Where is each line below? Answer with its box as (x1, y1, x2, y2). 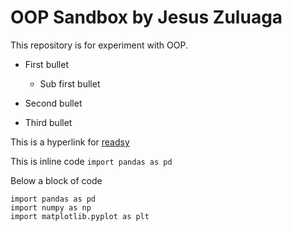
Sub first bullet (39, 77, 101, 90)
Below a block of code (10, 174, 103, 186)
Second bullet (24, 97, 83, 109)
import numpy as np (10, 202, 92, 213)
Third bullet (24, 116, 73, 128)
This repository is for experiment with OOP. (10, 39, 188, 51)
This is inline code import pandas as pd (10, 155, 173, 167)
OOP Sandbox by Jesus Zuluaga (10, 6, 283, 29)
